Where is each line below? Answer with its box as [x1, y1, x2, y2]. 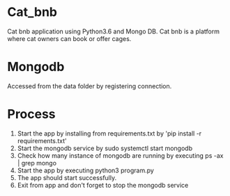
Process [7, 106, 56, 122]
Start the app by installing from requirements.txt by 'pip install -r [17, 129, 202, 138]
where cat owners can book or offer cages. [7, 34, 132, 42]
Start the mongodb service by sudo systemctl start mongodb [17, 144, 193, 152]
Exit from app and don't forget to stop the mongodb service [17, 181, 189, 189]
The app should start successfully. [17, 173, 117, 181]
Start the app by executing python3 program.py [17, 166, 155, 174]
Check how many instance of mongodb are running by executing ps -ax [17, 151, 224, 160]
